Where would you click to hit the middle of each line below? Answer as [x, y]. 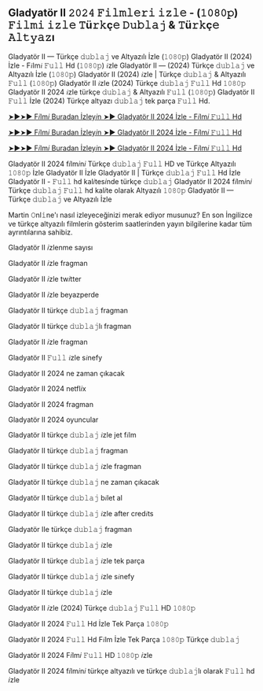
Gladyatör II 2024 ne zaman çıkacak [67, 373]
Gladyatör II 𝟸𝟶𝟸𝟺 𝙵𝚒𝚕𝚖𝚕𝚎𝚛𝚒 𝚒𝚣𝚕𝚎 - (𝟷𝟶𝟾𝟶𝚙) [123, 13]
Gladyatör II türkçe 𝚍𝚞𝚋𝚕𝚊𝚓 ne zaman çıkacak [84, 482]
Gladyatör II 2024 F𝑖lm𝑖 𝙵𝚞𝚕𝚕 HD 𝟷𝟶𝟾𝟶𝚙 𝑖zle [80, 655]
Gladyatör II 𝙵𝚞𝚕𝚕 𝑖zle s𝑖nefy [55, 357]
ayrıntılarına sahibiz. [40, 232]
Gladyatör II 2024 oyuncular [53, 419]
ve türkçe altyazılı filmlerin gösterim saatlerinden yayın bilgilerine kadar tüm [130, 224]
